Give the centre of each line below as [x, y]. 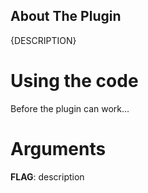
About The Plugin [66, 16]
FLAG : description [47, 176]
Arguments [58, 148]
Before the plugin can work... [70, 108]
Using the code [74, 81]
